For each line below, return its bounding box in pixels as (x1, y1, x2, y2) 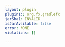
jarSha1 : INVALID (5, 16, 41, 21)
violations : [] (5, 30, 36, 35)
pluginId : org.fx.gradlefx (5, 12, 60, 17)
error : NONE (5, 26, 29, 31)
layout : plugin (5, 7, 36, 12)
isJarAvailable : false (5, 21, 51, 26)
